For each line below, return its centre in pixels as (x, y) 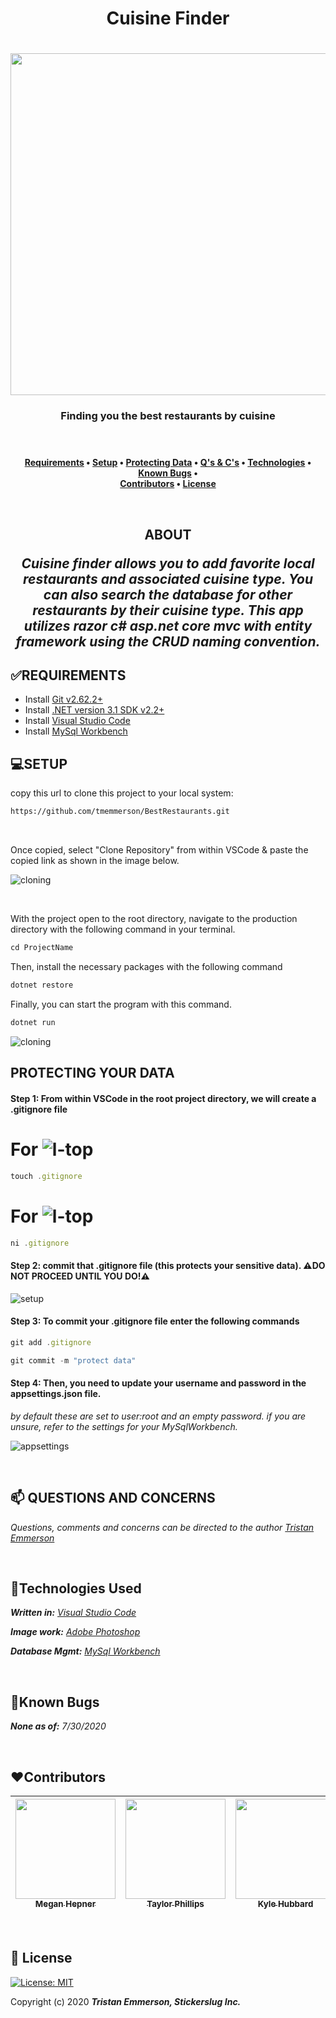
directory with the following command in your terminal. (123, 929)
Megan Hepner (65, 1903)
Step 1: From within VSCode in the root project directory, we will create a (163, 1098)
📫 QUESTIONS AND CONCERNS (113, 1498)
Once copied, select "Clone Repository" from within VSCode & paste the (159, 850)
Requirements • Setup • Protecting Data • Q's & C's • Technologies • (168, 463)
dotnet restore (42, 985)
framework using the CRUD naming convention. (168, 641)
